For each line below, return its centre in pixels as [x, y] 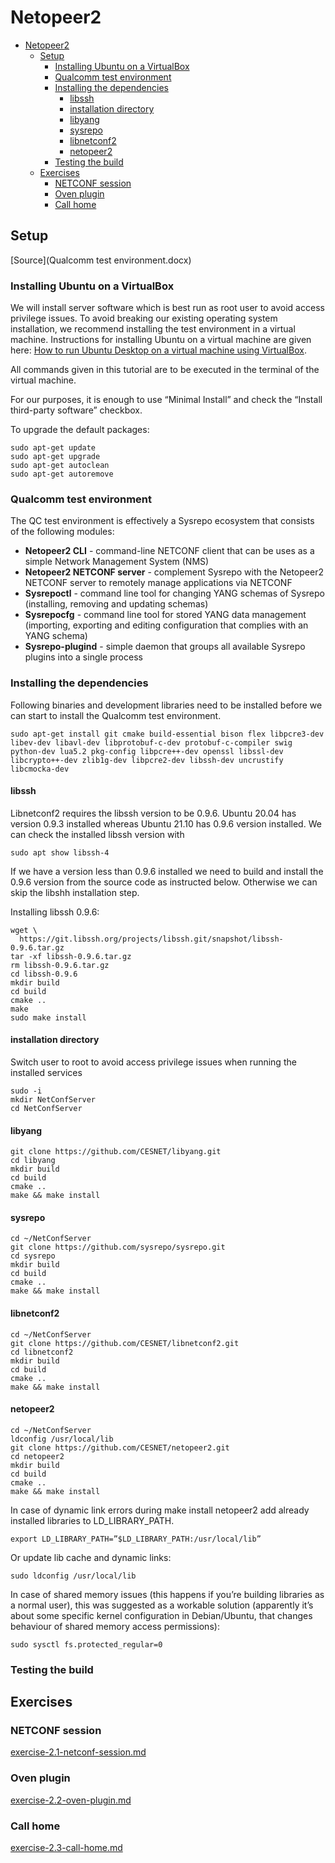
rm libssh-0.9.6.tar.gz [60, 965]
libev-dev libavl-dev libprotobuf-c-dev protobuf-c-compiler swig [151, 742]
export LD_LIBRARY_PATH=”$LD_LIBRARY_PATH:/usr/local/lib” [136, 1539]
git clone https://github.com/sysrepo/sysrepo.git [118, 1247]
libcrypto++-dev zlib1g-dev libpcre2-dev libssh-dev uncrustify [147, 760]
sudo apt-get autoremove [62, 474]
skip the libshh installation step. [75, 892]
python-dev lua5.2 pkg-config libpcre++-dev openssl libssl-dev [147, 751]
